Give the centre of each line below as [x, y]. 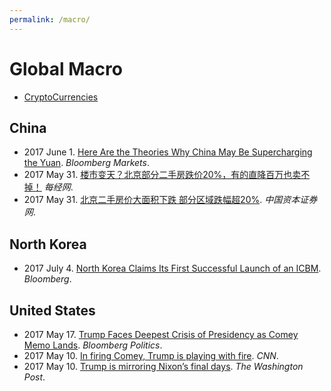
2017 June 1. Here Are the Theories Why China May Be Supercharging [168, 152]
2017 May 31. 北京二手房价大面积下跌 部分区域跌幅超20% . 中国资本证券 [170, 200]
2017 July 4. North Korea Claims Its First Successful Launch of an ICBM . [172, 268]
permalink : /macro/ [50, 19]
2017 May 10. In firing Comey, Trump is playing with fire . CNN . [151, 355]
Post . [34, 377]
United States [52, 310]
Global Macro [66, 68]
